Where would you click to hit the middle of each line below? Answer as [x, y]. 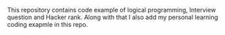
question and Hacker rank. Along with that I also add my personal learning [113, 17]
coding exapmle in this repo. [48, 24]
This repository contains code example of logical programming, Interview [111, 10]
